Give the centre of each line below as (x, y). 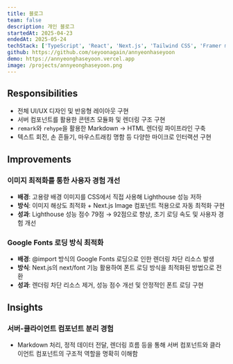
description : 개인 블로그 (41, 26)
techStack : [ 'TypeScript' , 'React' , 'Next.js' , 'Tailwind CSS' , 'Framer (114, 46)
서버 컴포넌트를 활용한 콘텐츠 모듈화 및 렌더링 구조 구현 (91, 119)
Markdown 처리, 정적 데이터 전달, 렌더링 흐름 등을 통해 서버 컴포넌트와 (113, 345)
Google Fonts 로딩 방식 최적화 (55, 242)
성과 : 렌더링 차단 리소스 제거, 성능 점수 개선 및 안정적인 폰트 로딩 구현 (110, 285)
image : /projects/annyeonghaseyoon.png (65, 65)
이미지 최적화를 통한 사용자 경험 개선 (64, 180)
